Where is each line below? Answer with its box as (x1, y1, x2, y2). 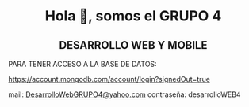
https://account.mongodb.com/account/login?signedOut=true (8, 75, 210, 83)
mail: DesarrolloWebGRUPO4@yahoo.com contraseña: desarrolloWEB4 (8, 90, 241, 99)
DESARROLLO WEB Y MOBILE (59, 39, 208, 52)
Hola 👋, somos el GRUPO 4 (44, 7, 222, 25)
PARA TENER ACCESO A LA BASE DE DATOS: (8, 59, 157, 68)
